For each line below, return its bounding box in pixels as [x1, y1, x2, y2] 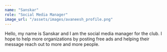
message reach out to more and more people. [5, 41, 100, 47]
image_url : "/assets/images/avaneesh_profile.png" [5, 17, 113, 22]
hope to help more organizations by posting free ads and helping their [5, 36, 149, 42]
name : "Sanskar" [5, 7, 39, 13]
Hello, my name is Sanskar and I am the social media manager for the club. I [5, 31, 162, 37]
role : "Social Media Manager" [5, 12, 68, 17]
